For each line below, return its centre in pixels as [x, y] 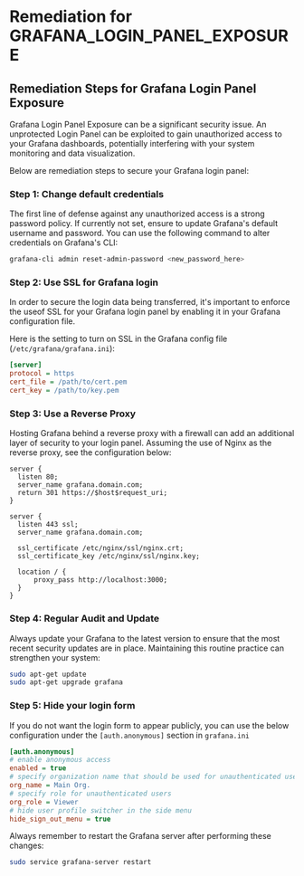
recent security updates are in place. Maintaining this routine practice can [147, 648]
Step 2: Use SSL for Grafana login [84, 282]
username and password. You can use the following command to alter [140, 233]
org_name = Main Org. [50, 786]
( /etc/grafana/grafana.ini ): [62, 348]
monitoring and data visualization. [72, 153]
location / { [42, 572]
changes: [27, 846]
